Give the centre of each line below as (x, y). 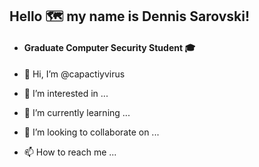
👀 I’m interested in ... (66, 93)
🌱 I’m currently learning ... (77, 112)
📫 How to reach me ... (70, 152)
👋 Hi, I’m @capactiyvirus (74, 74)
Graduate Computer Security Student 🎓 (109, 47)
